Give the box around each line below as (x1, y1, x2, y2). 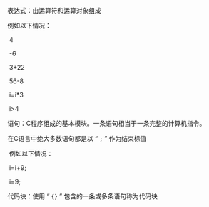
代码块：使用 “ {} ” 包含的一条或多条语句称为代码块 (7, 192, 158, 201)
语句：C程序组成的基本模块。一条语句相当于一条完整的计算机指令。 (7, 120, 206, 127)
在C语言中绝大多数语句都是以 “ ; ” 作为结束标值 (7, 134, 147, 142)
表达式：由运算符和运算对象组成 (7, 6, 101, 14)
